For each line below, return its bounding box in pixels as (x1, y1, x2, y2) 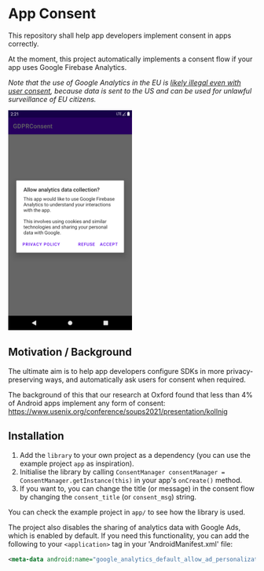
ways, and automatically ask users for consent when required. (44, 375, 246, 384)
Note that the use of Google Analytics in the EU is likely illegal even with (8, 78, 241, 87)
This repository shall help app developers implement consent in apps (8, 31, 232, 40)
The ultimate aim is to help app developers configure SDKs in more (8, 366, 225, 375)
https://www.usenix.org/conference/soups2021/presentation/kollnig (8, 406, 228, 416)
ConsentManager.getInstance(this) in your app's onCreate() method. (19, 475, 243, 485)
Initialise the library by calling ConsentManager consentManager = (19, 467, 225, 476)
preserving (8, 375, 43, 384)
